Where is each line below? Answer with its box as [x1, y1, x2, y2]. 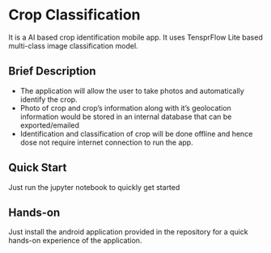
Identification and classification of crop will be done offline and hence [19, 129, 253, 138]
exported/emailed [19, 120, 79, 130]
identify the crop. [19, 95, 78, 104]
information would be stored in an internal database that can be [19, 112, 232, 121]
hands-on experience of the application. [8, 236, 142, 246]
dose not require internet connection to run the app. [19, 137, 193, 147]
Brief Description [8, 65, 96, 78]
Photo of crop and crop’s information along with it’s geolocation [19, 103, 232, 112]
